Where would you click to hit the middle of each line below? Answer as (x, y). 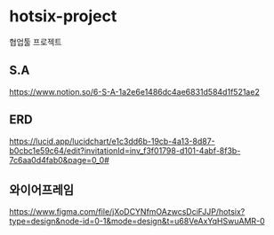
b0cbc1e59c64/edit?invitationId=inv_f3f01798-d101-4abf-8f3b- (125, 150)
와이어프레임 (41, 189)
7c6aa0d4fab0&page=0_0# (59, 160)
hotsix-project (63, 16)
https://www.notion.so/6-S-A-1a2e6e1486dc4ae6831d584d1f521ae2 (134, 91)
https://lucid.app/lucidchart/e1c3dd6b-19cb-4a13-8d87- (112, 141)
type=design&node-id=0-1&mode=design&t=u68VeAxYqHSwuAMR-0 (137, 221)
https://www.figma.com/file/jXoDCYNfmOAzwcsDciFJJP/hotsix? (127, 212)
